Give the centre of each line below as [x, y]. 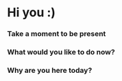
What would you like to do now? [61, 52]
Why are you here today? [50, 70]
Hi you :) [32, 13]
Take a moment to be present [57, 34]
